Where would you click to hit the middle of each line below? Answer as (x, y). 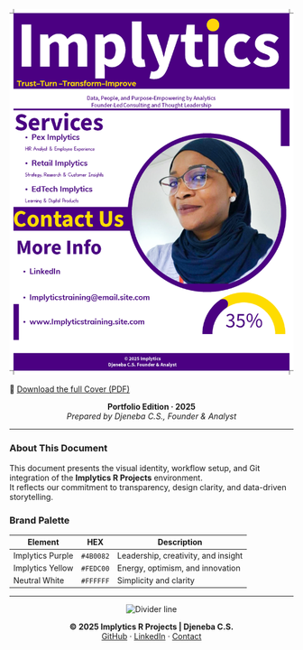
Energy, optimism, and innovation (179, 568)
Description (180, 543)
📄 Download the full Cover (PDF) (70, 389)
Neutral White (39, 580)
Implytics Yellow (43, 568)
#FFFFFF (95, 581)
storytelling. (32, 497)
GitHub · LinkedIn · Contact (151, 636)
